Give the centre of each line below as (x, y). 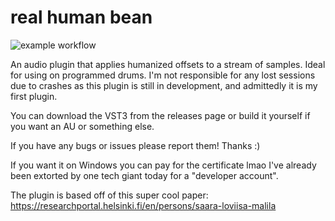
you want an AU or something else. (82, 126)
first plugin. (34, 96)
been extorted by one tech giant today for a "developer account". (144, 175)
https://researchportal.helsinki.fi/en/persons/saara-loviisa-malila (143, 205)
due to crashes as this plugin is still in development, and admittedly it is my (164, 85)
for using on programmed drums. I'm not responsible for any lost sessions (163, 75)
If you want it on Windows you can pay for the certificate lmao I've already (163, 165)
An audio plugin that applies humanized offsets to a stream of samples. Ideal (168, 64)
